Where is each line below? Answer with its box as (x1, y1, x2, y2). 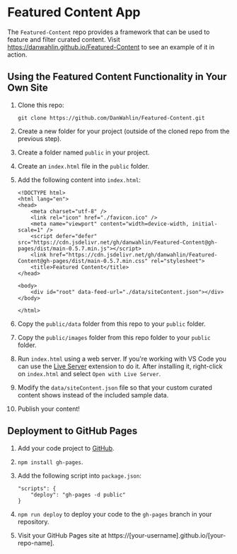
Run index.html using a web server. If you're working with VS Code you (17, 354, 226, 363)
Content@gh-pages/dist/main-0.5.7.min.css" (17, 257, 149, 264)
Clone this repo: (17, 101, 64, 109)
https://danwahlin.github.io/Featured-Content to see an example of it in (7, 43, 214, 51)
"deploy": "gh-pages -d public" (30, 491, 126, 498)
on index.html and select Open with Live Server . (17, 369, 161, 378)
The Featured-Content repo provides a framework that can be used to (7, 28, 210, 36)
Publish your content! (17, 405, 80, 413)
